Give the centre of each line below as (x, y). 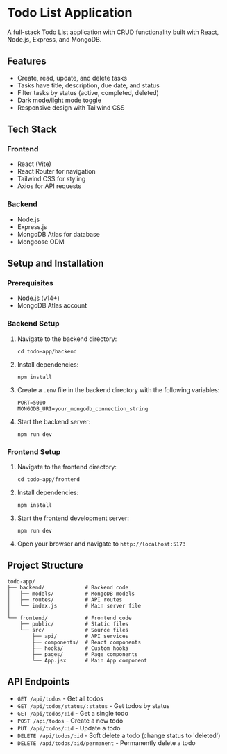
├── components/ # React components (86, 642)
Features (27, 61)
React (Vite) (34, 164)
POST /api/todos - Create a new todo (70, 721)
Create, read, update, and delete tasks (72, 78)
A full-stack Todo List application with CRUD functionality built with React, (113, 32)
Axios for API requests (49, 186)
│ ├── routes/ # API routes (65, 600)
